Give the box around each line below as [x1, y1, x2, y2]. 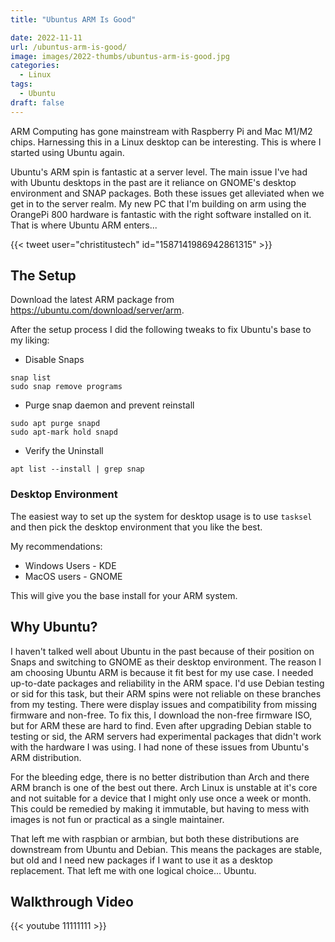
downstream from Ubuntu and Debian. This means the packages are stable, [10, 843, 323, 855]
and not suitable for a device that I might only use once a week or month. [10, 792, 312, 804]
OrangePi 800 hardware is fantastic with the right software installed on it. [10, 208, 312, 220]
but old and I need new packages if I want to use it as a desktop [10, 854, 273, 866]
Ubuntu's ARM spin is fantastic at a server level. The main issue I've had [10, 166, 308, 178]
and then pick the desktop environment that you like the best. [10, 521, 263, 533]
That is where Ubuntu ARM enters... [10, 219, 158, 231]
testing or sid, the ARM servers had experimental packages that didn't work [10, 730, 322, 742]
